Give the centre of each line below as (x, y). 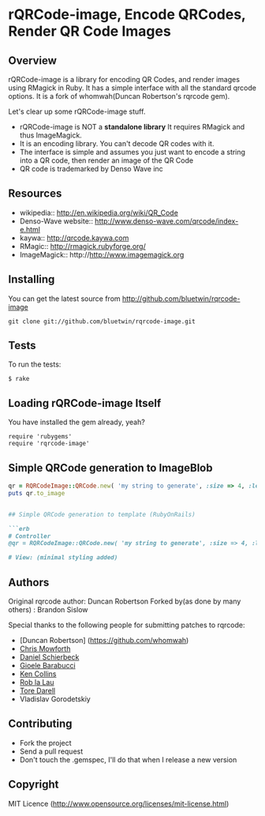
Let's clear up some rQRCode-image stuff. (77, 111)
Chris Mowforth (45, 649)
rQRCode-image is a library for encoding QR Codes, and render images (124, 79)
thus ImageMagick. (51, 135)
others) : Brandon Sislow (48, 609)
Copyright (34, 785)
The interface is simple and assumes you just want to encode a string (132, 152)
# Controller (30, 536)
